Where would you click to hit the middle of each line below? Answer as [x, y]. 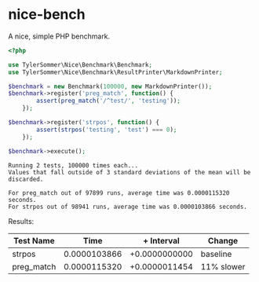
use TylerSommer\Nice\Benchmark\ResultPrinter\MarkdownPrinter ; [115, 72]
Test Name [34, 240]
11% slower [223, 266]
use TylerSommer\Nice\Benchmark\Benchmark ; [80, 64]
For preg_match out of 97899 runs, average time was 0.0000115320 [119, 193]
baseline [216, 254]
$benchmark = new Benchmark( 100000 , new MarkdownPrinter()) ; [110, 86]
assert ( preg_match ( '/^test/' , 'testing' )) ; [108, 101]
